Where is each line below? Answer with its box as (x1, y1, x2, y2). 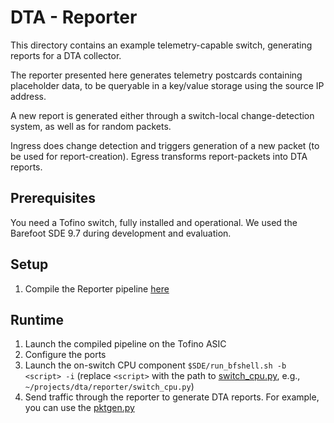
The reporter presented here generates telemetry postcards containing (10, 69, 303, 81)
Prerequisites (10, 190, 96, 207)
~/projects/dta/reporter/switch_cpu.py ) (24, 381, 195, 393)
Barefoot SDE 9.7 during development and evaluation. (10, 227, 232, 239)
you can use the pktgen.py (24, 402, 135, 414)
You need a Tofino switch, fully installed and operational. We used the (10, 216, 298, 228)
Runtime (10, 311, 64, 328)
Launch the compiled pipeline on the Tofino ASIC (24, 338, 227, 350)
